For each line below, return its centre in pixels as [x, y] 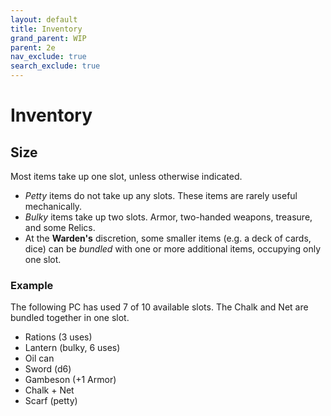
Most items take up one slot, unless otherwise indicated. [126, 176]
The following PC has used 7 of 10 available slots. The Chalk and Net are [159, 307]
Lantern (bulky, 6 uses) [72, 348]
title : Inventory [46, 29]
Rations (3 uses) [58, 337]
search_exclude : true [55, 66]
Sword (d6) [48, 369]
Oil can [39, 358]
